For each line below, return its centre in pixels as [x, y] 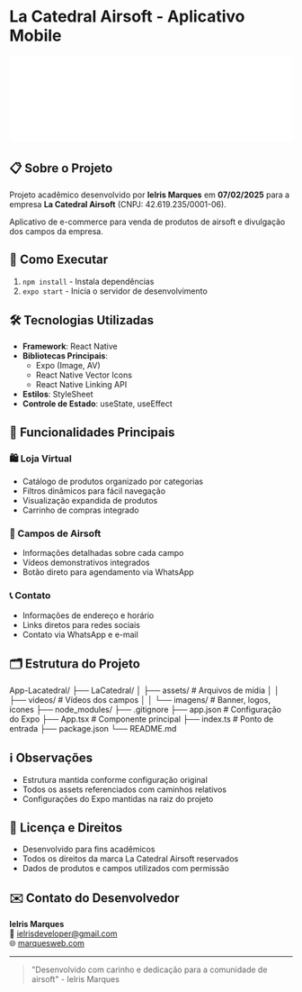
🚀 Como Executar [59, 260]
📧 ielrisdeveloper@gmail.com [63, 933]
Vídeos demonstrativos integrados [86, 563]
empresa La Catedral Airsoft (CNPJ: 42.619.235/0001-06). [118, 204]
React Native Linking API [81, 385]
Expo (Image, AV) [68, 366]
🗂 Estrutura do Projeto [75, 664]
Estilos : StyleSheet [58, 395]
